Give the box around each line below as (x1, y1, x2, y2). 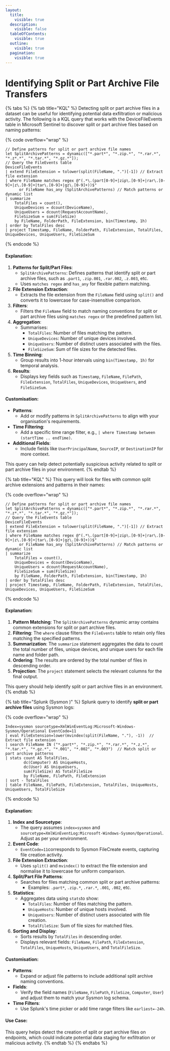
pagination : (10, 50, 36, 55)
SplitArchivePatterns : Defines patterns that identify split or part (20, 270, 156, 276)
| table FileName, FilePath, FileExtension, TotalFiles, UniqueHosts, (5, 782, 159, 787)
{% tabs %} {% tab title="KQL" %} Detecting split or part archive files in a (5, 105, 160, 111)
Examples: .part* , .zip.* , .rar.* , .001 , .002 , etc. (28, 884, 131, 890)
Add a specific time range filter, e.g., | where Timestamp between (20, 429, 156, 435)
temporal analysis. (20, 362, 59, 368)
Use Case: (5, 1017, 28, 1023)
